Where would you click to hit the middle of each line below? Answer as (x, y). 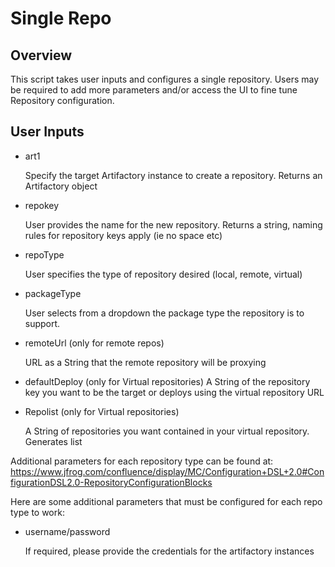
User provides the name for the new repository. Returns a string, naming (173, 224)
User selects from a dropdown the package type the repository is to (164, 313)
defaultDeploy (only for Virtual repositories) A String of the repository (167, 381)
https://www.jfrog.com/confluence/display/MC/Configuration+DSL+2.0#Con (167, 471)
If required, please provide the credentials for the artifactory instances (169, 551)
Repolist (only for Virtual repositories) (102, 411)
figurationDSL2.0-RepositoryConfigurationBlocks (111, 482)
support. (42, 323)
